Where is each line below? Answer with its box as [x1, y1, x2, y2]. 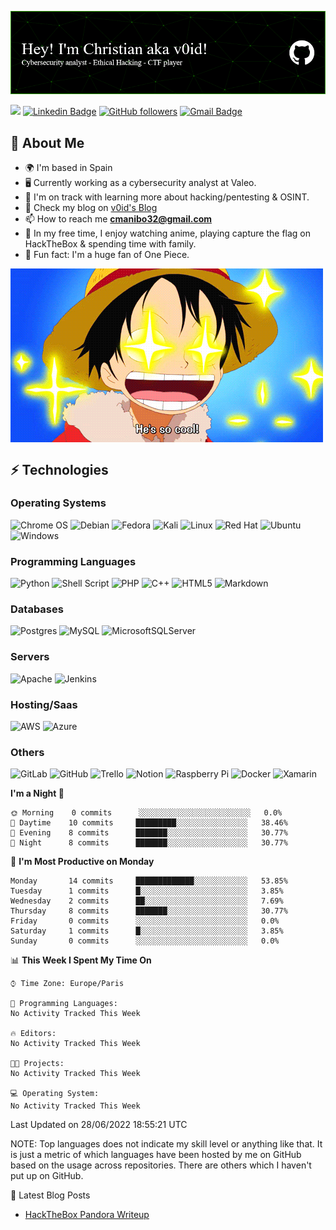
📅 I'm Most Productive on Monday [10, 856, 155, 868]
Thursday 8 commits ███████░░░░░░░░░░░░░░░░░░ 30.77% [10, 906, 288, 916]
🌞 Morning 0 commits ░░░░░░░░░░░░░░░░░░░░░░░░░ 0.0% [10, 808, 283, 818]
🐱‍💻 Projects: [10, 1059, 65, 1069]
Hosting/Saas [10, 697, 78, 711]
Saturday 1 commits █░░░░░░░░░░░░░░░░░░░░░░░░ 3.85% [10, 926, 284, 936]
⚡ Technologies [10, 461, 109, 478]
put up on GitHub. [10, 1170, 84, 1182]
